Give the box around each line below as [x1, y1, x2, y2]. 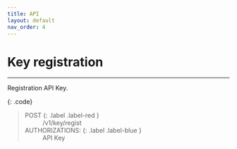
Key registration [7, 54, 104, 70]
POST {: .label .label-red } [24, 111, 100, 120]
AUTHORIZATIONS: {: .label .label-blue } [24, 126, 142, 135]
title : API [7, 10, 39, 18]
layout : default [7, 17, 55, 24]
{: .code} [7, 97, 33, 106]
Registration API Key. [7, 84, 68, 93]
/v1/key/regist [42, 119, 82, 127]
